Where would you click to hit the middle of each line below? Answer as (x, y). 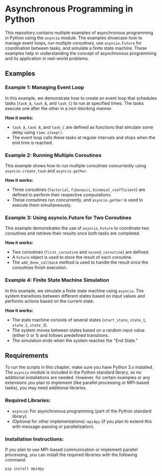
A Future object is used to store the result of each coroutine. (72, 257)
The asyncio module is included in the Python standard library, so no (73, 372)
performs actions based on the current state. (50, 301)
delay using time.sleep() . (38, 132)
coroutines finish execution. (40, 268)
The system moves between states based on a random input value (78, 330)
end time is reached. (32, 143)
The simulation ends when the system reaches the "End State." (75, 340)
